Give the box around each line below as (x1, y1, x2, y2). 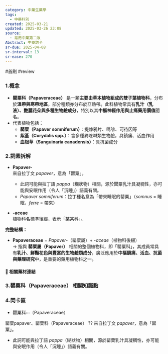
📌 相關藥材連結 (5, 269, 36, 275)
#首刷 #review (5, 68, 35, 74)
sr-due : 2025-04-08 (5, 45, 46, 50)
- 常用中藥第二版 (10, 36, 41, 41)
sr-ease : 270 (5, 54, 33, 59)
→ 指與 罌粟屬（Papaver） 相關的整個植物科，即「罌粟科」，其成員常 (12, 243, 155, 249)
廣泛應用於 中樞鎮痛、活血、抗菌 (96, 249, 162, 255)
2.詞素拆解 (5, 152, 31, 159)
